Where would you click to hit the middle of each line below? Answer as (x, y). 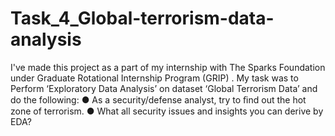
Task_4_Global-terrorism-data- (142, 18)
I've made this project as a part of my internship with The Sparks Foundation (168, 67)
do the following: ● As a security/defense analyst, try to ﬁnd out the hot (158, 99)
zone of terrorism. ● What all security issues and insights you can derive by (167, 111)
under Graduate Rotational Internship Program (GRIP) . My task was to (154, 78)
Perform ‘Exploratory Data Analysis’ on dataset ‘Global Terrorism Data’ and (164, 88)
